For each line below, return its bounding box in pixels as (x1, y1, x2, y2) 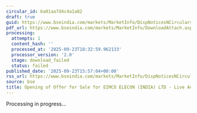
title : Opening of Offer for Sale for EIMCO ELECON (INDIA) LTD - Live (6, 84, 185, 90)
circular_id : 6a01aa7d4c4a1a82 (6, 8, 83, 15)
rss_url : (6, 73, 28, 79)
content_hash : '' (11, 41, 54, 47)
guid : (6, 19, 19, 25)
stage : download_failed (11, 57, 69, 63)
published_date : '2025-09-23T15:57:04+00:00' (6, 68, 119, 74)
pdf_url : (6, 24, 28, 31)
